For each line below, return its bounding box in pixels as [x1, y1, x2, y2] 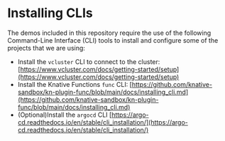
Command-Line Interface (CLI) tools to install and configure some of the [7, 36, 219, 44]
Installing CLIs [7, 5, 94, 21]
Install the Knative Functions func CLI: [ [17, 80, 133, 88]
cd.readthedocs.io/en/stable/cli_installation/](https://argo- [17, 117, 188, 126]
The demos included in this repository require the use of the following [7, 28, 212, 37]
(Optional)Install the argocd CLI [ [17, 110, 112, 119]
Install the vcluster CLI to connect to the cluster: [17, 57, 160, 66]
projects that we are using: [7, 43, 85, 52]
